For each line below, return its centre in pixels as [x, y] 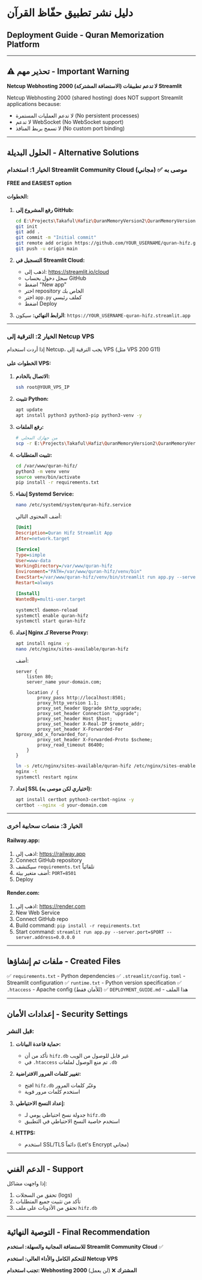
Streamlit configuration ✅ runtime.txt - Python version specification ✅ [94, 982]
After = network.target [42, 538]
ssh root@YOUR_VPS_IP [42, 387]
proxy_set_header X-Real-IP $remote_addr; [91, 724]
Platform [23, 44]
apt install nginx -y [42, 644]
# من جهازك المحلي [37, 438]
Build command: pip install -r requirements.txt [78, 925]
